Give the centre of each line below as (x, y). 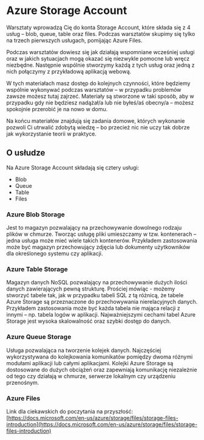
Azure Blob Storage (36, 215)
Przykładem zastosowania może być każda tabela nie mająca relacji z (93, 308)
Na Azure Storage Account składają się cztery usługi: (73, 167)
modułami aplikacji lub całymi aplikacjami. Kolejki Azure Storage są (90, 363)
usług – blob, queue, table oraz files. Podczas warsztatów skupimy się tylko (101, 33)
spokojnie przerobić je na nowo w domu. (57, 109)
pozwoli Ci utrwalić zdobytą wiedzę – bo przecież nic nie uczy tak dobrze (98, 127)
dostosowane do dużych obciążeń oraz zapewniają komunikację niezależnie (102, 370)
